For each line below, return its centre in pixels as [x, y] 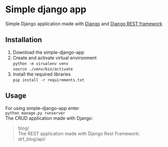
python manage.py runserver [35, 113]
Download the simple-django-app [49, 52]
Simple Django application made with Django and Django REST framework [84, 24]
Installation [24, 40]
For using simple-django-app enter [42, 108]
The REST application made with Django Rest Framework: [79, 133]
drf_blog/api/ [32, 139]
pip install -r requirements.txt [49, 80]
